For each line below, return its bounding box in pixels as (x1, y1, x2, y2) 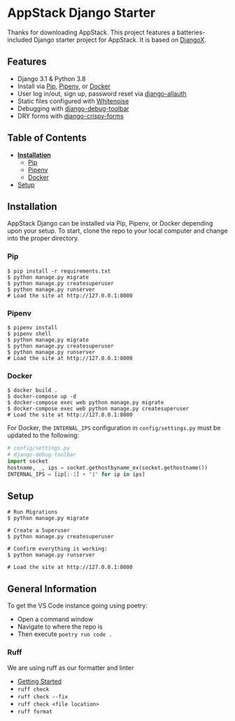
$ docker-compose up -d (7, 393, 77, 400)
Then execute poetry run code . (17, 630, 113, 638)
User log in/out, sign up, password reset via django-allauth (17, 89, 187, 97)
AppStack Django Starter (7, 5, 156, 21)
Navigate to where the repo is (17, 622, 103, 631)
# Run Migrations (7, 509, 58, 516)
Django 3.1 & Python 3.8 (17, 74, 86, 83)
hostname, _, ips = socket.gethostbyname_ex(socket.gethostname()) (7, 464, 208, 471)
